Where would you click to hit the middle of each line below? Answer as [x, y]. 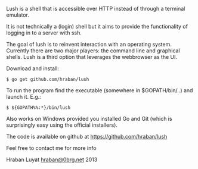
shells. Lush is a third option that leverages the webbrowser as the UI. [92, 57]
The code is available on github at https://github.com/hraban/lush [87, 137]
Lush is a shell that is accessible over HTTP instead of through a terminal [96, 9]
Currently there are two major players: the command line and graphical [93, 51]
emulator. [18, 15]
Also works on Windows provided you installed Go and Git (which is [89, 119]
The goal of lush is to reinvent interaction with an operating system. [89, 44]
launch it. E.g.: [24, 97]
